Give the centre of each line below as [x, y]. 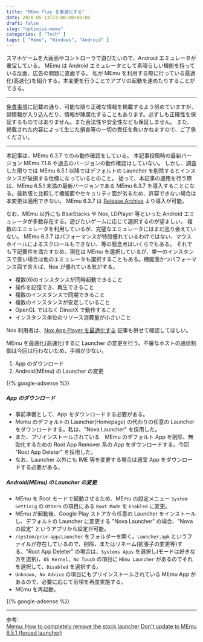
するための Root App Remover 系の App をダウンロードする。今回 [107, 444]
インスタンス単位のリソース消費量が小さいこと [73, 317]
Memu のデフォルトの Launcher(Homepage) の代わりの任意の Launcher [105, 422]
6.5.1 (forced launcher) [34, 632]
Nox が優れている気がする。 [83, 267]
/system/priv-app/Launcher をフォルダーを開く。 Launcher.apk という [101, 536]
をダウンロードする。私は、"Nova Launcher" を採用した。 [88, 429]
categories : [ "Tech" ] [36, 34]
